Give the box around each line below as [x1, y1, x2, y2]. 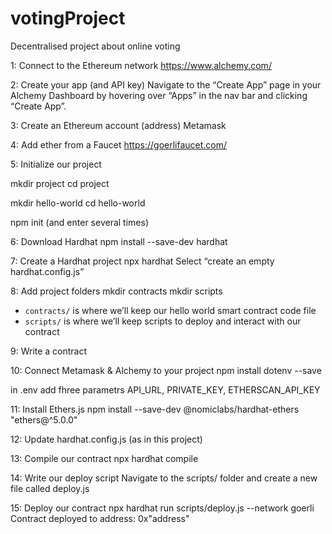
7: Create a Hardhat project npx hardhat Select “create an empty [10, 255, 275, 267]
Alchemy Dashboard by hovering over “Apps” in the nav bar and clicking [10, 89, 308, 101]
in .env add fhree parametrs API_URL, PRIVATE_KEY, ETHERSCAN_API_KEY [10, 383, 321, 396]
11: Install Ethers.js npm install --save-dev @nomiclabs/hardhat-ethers [10, 403, 300, 415]
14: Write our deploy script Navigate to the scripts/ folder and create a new [10, 472, 318, 484]
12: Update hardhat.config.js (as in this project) [10, 433, 203, 445]
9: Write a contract [10, 345, 88, 357]
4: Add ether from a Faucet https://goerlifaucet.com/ [10, 138, 228, 151]
